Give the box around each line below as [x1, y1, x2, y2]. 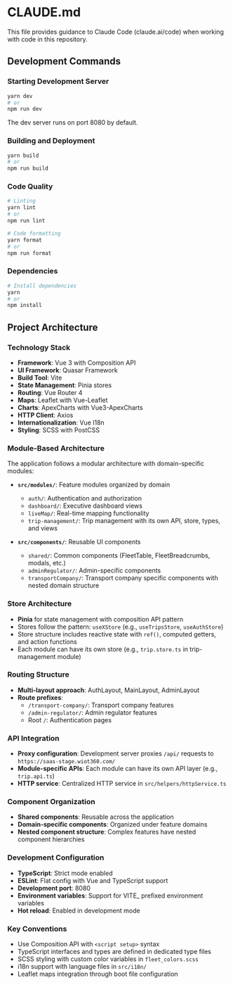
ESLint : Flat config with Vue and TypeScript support [17, 876, 168, 884]
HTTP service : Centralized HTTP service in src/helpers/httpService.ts [17, 779, 227, 788]
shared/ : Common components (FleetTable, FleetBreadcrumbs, [27, 551, 211, 560]
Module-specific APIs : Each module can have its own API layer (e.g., [17, 765, 218, 773]
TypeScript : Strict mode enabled [17, 869, 113, 877]
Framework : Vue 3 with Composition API [17, 358, 136, 367]
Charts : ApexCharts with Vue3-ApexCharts [17, 403, 143, 412]
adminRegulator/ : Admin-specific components [27, 566, 161, 575]
